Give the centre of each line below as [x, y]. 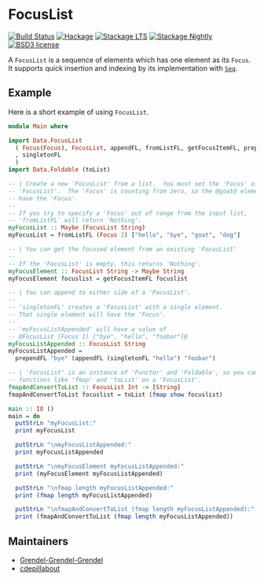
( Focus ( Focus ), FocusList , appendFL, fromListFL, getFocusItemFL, [128, 148]
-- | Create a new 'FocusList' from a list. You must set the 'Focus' [128, 184]
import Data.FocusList [45, 140]
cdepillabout [40, 568]
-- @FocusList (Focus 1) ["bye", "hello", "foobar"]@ [98, 336]
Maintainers [38, 541]
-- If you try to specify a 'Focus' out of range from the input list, [128, 213]
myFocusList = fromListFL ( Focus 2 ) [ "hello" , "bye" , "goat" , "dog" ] [125, 235]
